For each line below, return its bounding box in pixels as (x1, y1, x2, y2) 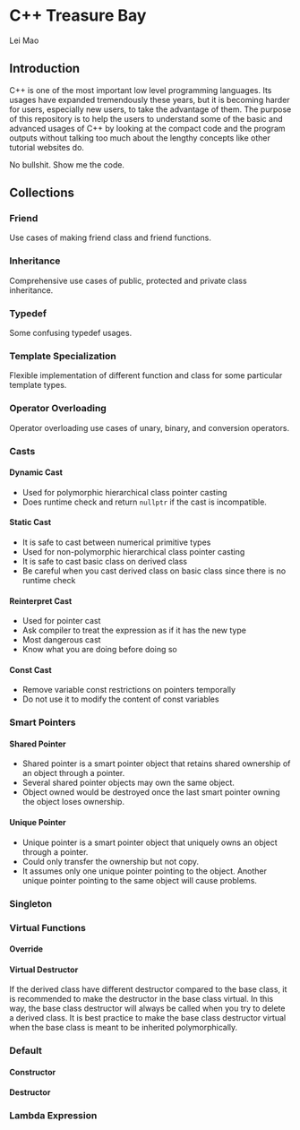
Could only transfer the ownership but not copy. (21, 856, 200, 867)
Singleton (9, 897, 52, 910)
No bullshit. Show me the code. (9, 159, 125, 170)
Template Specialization (9, 349, 116, 362)
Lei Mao (9, 35, 39, 46)
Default (9, 1045, 43, 1057)
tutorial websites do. (9, 142, 85, 152)
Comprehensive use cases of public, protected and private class (9, 275, 248, 286)
